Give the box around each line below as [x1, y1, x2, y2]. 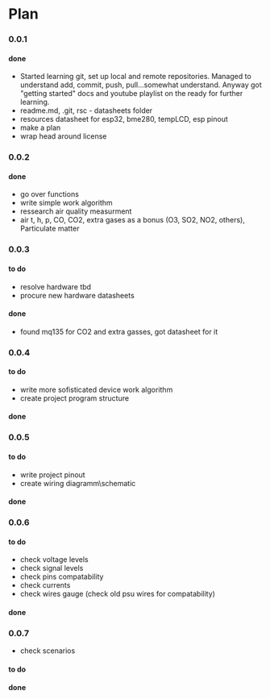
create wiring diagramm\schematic [19, 478, 136, 488]
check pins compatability [19, 572, 104, 581]
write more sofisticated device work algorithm [19, 385, 173, 394]
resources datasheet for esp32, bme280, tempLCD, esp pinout [19, 114, 228, 124]
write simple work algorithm [19, 198, 113, 208]
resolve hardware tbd [19, 281, 91, 291]
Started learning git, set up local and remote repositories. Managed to [19, 72, 251, 81]
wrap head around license [19, 131, 107, 141]
